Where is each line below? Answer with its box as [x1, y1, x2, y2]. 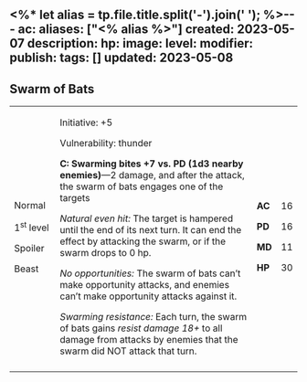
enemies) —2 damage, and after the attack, [58, 169, 245, 182]
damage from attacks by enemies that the [58, 334, 238, 346]
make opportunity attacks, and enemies [58, 279, 230, 292]
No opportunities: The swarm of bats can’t [58, 267, 241, 280]
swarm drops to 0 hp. [58, 247, 152, 260]
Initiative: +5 [58, 116, 113, 129]
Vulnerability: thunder [58, 137, 153, 150]
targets [58, 192, 90, 205]
